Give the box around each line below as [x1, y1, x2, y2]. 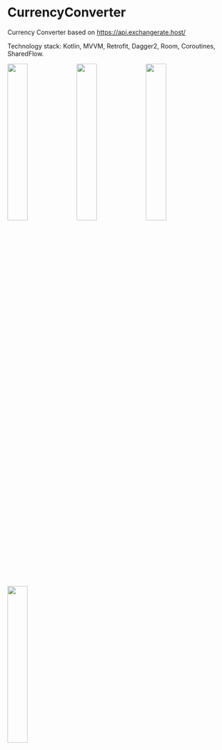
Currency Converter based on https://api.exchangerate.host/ [7, 28, 186, 36]
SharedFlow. [7, 49, 44, 58]
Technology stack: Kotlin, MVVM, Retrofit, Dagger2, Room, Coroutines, [7, 41, 216, 50]
